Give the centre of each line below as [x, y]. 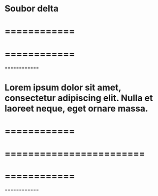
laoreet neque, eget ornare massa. [77, 108]
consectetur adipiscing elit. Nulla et [79, 98]
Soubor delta [32, 9]
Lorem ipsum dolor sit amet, [63, 87]
